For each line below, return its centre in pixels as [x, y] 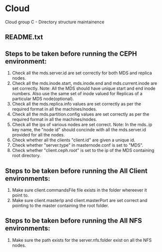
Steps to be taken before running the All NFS [73, 221]
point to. [20, 195]
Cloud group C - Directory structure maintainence [55, 22]
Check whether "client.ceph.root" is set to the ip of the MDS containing [83, 151]
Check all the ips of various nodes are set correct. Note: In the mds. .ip [82, 125]
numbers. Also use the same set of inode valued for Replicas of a [77, 94]
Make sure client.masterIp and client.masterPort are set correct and [80, 200]
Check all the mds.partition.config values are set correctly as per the [81, 114]
